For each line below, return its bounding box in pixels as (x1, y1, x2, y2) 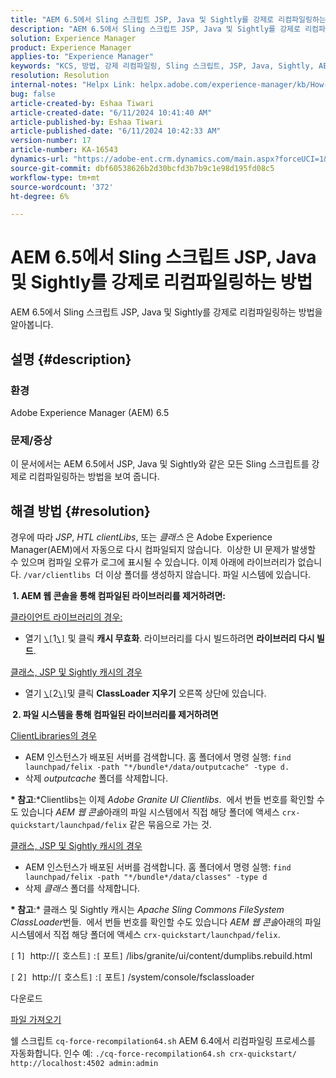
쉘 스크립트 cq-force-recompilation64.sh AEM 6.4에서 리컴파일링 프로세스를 (10, 1034, 316, 1046)
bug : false (10, 89, 56, 99)
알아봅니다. (10, 319, 54, 331)
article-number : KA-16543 (10, 145, 118, 155)
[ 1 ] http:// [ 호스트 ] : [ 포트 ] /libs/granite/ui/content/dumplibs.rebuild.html (10, 949, 313, 961)
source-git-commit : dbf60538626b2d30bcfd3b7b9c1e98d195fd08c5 (10, 163, 275, 173)
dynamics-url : (10, 154, 70, 164)
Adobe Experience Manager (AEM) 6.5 (10, 406, 170, 418)
